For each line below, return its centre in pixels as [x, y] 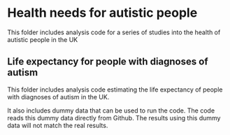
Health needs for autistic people [102, 13]
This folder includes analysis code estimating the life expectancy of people [115, 90]
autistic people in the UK [43, 39]
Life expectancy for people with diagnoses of [108, 62]
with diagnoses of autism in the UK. [58, 97]
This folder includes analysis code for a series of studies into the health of [114, 32]
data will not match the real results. [58, 125]
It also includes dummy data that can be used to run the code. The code [111, 111]
